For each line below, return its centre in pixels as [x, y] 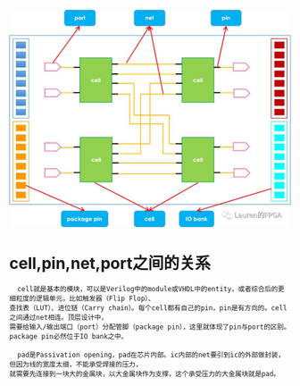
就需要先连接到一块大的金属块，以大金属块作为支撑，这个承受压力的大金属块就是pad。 [145, 374]
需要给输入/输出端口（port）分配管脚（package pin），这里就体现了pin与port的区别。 [150, 327]
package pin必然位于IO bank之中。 [69, 337]
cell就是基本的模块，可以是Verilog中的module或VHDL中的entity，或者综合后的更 [151, 289]
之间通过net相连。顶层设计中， [59, 318]
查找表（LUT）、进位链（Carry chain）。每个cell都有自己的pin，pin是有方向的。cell [148, 308]
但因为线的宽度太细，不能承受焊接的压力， [76, 365]
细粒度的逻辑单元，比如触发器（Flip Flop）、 [82, 299]
